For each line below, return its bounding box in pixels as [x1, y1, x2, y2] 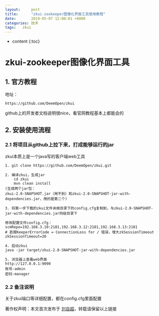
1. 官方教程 [5, 78, 37, 86]
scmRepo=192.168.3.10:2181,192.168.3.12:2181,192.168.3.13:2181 [5, 224, 138, 229]
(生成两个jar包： [5, 186, 35, 191]
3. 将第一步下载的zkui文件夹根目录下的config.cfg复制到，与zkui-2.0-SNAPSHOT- [5, 205, 154, 211]
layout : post [5, 7, 40, 12]
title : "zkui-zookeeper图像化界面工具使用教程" [5, 12, 106, 16]
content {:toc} [12, 38, 40, 44]
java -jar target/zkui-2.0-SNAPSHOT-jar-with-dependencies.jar [5, 248, 136, 253]
